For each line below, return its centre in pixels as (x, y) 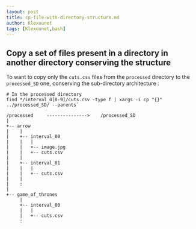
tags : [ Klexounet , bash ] (36, 29)
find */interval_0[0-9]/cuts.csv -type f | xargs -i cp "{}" (84, 100)
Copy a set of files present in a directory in (87, 53)
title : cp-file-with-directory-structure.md (63, 17)
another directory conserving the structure (89, 62)
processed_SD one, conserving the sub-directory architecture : (83, 83)
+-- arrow (19, 126)
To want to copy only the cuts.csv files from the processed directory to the (98, 77)
